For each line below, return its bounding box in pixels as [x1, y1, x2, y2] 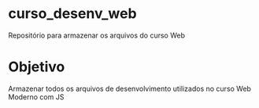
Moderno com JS [8, 92, 65, 102]
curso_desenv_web [8, 5, 137, 23]
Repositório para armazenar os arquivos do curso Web [8, 31, 185, 40]
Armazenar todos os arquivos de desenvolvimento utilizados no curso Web [8, 84, 252, 93]
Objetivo [8, 58, 65, 76]
